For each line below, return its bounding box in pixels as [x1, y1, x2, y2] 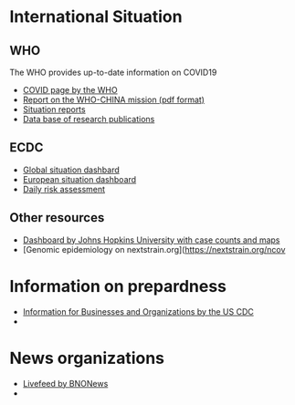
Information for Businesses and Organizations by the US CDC [22, 306, 254, 317]
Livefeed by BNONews [22, 378, 109, 389]
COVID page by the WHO [22, 85, 118, 95]
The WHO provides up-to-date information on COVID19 [9, 67, 217, 78]
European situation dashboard [22, 173, 137, 184]
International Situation [9, 6, 183, 27]
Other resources [9, 210, 105, 225]
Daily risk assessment [22, 183, 106, 194]
